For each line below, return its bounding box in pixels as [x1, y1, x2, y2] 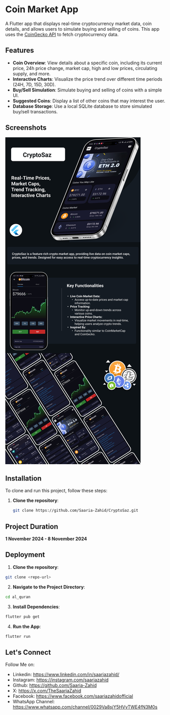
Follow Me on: [5, 661, 35, 668]
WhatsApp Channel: [12, 699, 55, 705]
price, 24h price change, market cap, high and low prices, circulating [12, 65, 158, 71]
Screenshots [5, 124, 47, 132]
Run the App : [12, 623, 41, 629]
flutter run [5, 634, 31, 639]
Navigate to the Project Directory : [12, 584, 86, 590]
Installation [5, 474, 42, 483]
